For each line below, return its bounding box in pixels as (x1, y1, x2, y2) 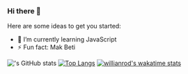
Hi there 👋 (7, 6, 42, 16)
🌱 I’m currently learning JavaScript (17, 35, 117, 44)
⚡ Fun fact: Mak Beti (17, 43, 75, 51)
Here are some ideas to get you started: (7, 22, 122, 30)
